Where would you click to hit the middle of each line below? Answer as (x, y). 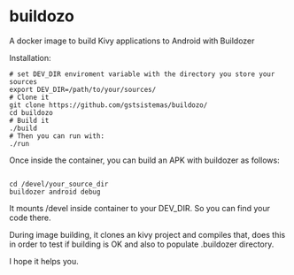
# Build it (29, 120)
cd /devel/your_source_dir (59, 184)
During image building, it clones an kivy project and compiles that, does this (147, 234)
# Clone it (29, 97)
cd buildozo (31, 112)
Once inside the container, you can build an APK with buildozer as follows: (145, 160)
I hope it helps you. (44, 261)
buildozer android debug (55, 192)
